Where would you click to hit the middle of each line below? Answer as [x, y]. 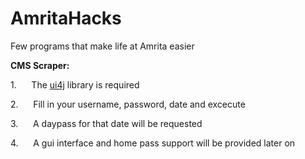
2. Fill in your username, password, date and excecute [128, 104]
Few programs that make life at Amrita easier [102, 46]
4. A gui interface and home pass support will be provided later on [153, 143]
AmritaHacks [66, 18]
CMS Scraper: [40, 65]
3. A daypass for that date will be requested [106, 123]
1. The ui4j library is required [75, 84]
